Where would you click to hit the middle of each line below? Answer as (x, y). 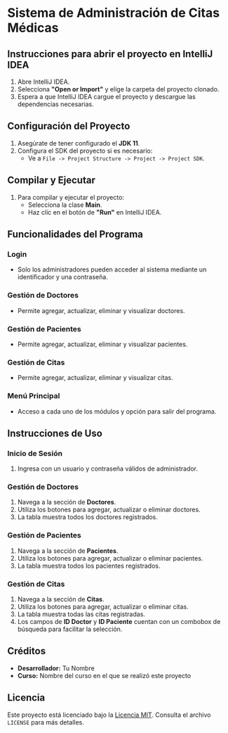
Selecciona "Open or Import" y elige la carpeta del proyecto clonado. (118, 89)
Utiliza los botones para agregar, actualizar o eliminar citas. (103, 607)
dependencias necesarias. (56, 104)
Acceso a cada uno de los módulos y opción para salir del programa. (117, 411)
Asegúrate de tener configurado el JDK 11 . (79, 143)
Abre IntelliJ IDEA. (43, 82)
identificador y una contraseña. (63, 277)
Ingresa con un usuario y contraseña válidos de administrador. (108, 469)
